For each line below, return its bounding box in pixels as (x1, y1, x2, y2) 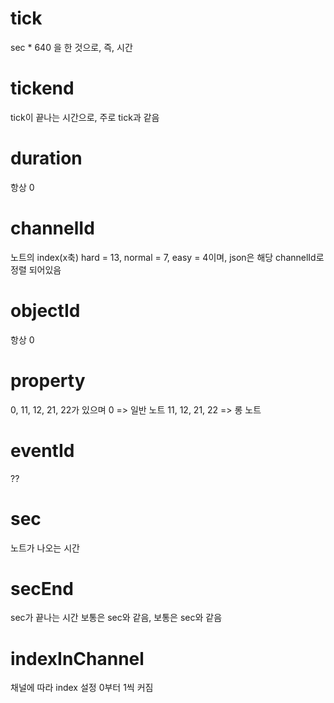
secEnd (10, 577, 74, 600)
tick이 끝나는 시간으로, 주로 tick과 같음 (10, 111, 160, 123)
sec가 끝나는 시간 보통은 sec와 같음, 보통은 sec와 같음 (10, 612, 223, 624)
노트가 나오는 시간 (10, 542, 80, 554)
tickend (10, 77, 75, 100)
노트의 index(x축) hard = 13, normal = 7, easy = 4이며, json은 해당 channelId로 (10, 251, 325, 263)
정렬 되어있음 (10, 263, 62, 276)
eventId (10, 439, 75, 462)
